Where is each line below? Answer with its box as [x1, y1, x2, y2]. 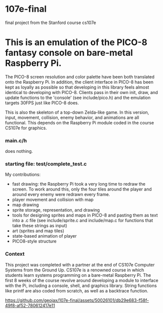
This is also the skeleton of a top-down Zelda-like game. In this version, [5, 109, 149, 115]
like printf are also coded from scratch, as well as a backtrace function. [5, 288, 148, 293]
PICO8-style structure [12, 239, 57, 244]
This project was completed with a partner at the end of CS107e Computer [5, 262, 155, 267]
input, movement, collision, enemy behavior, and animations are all [5, 114, 140, 120]
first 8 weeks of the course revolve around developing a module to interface [5, 277, 159, 283]
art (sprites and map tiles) [12, 228, 65, 234]
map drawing [12, 202, 39, 208]
